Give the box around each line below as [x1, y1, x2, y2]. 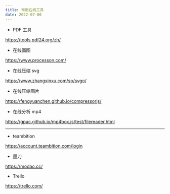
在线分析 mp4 [12, 108, 41, 114]
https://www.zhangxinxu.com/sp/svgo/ [5, 78, 87, 84]
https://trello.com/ [5, 182, 43, 189]
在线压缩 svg [12, 68, 39, 74]
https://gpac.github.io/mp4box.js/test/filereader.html [5, 118, 115, 124]
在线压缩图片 [12, 88, 39, 94]
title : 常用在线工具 [5, 7, 44, 13]
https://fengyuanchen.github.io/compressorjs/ [5, 98, 102, 104]
